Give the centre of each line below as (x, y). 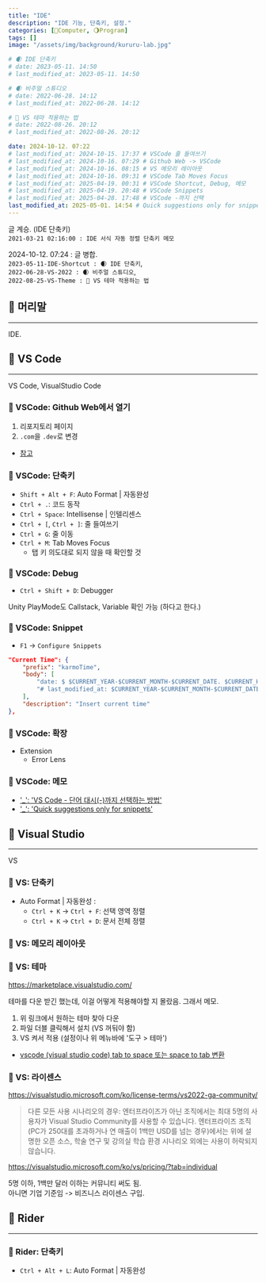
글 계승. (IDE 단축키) (40, 229)
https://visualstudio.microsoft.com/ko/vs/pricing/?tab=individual (113, 1166)
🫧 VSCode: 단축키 (42, 475)
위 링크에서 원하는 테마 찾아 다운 (69, 1018)
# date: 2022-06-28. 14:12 (53, 96)
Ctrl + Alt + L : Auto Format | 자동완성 (83, 1270)
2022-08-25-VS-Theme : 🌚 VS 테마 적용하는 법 (79, 281)
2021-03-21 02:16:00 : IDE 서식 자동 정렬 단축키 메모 (91, 239)
